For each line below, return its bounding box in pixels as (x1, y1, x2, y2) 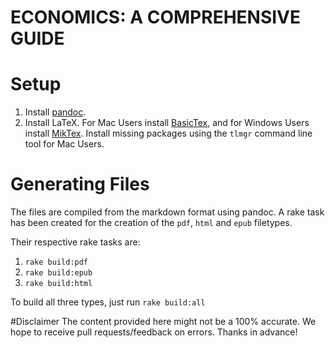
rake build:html (24, 279, 93, 289)
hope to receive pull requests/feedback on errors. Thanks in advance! (10, 326, 298, 338)
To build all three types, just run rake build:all (10, 296, 206, 308)
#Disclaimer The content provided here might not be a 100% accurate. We (10, 316, 317, 328)
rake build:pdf (24, 257, 89, 268)
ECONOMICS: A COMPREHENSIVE (10, 6, 302, 29)
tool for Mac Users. (24, 138, 105, 150)
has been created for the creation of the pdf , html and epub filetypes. (10, 217, 293, 229)
